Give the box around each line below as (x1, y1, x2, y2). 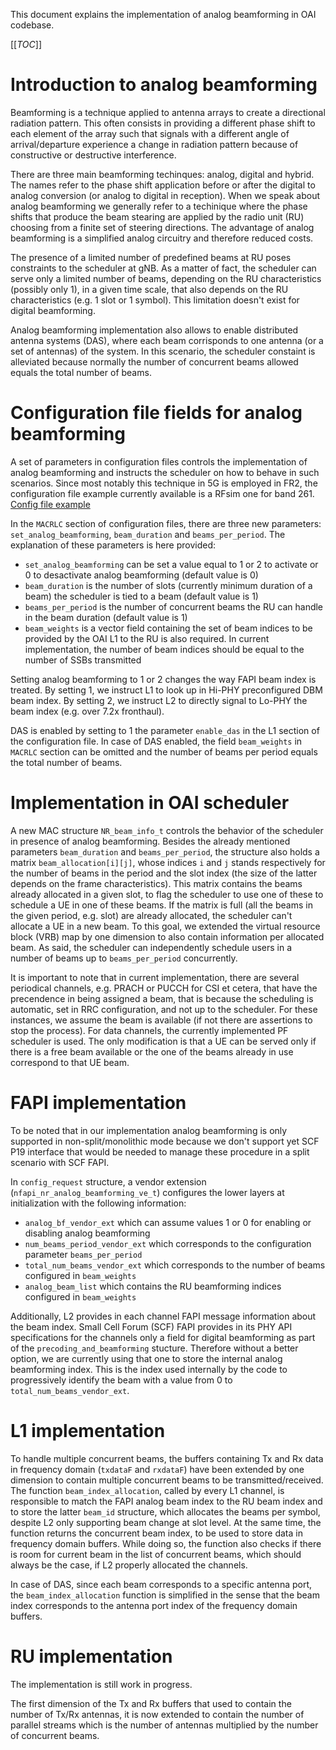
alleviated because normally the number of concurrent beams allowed (10, 355, 299, 368)
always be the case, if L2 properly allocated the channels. (10, 1559, 248, 1571)
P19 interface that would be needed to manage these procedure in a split (10, 1145, 310, 1158)
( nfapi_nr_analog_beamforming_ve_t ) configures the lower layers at (10, 1186, 285, 1198)
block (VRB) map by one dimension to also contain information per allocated (10, 930, 325, 943)
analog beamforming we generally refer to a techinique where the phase (10, 200, 308, 212)
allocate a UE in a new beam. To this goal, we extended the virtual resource (10, 920, 321, 932)
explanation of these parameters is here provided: (10, 539, 217, 551)
